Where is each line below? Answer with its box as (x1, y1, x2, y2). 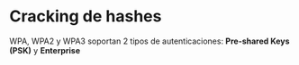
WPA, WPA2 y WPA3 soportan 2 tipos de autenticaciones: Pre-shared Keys (9, 36, 290, 46)
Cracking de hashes (9, 6, 162, 27)
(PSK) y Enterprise (9, 45, 81, 55)
